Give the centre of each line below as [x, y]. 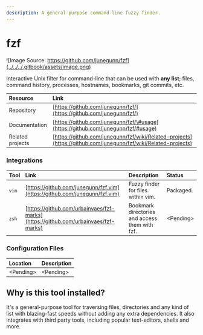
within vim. [142, 197]
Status [175, 175]
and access [143, 218]
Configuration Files [35, 249]
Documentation [28, 125]
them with [141, 224]
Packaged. [180, 190]
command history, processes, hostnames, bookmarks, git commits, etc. [95, 85]
